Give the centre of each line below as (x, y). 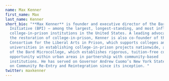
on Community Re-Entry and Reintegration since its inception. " (80, 66)
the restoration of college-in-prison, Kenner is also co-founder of (84, 38)
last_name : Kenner (24, 19)
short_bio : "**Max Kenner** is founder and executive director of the (81, 24)
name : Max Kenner (23, 10)
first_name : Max (22, 15)
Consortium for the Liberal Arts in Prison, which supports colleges (84, 43)
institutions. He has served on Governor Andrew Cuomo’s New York (81, 61)
